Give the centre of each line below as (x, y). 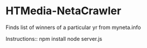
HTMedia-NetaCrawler (64, 11)
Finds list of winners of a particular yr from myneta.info (73, 27)
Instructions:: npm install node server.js (54, 39)
